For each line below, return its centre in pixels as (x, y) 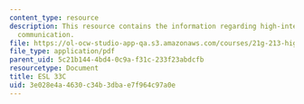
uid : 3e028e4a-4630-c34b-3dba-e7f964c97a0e (93, 85)
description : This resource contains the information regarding (133, 26)
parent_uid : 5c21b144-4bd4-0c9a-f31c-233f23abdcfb (107, 60)
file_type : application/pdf (62, 52)
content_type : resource (54, 18)
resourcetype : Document (54, 69)
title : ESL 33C (38, 77)
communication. (46, 34)
